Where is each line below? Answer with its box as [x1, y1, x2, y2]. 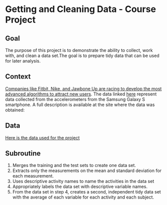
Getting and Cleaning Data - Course [5, 3, 156, 15]
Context [5, 72, 31, 81]
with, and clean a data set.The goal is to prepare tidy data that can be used [5, 52, 159, 58]
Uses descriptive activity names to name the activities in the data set [12, 178, 154, 184]
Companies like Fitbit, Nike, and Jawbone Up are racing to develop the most [5, 85, 162, 91]
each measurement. [12, 173, 54, 179]
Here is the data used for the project [5, 134, 80, 140]
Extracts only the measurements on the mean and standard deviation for [12, 167, 161, 173]
